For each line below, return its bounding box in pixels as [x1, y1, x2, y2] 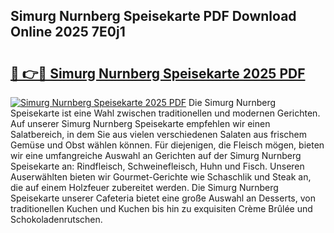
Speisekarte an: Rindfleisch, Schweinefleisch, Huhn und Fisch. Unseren [10, 160, 305, 172]
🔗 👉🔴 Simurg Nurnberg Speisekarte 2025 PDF [10, 65, 306, 82]
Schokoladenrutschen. [10, 214, 103, 225]
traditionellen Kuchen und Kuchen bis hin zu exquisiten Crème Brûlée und [10, 203, 313, 214]
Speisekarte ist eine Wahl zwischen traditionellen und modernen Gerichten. [10, 107, 321, 119]
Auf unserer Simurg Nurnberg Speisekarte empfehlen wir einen [10, 118, 271, 129]
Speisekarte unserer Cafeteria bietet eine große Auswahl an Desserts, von [10, 192, 316, 204]
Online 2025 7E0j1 [10, 24, 126, 41]
